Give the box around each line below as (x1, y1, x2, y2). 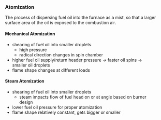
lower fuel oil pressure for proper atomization (12, 104, 102, 110)
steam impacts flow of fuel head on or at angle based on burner (19, 94, 146, 100)
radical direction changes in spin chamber (19, 52, 103, 57)
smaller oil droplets (12, 62, 50, 68)
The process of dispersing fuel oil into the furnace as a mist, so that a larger (5, 14, 156, 21)
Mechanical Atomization (5, 31, 56, 37)
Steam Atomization (5, 78, 44, 84)
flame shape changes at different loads (12, 67, 90, 73)
